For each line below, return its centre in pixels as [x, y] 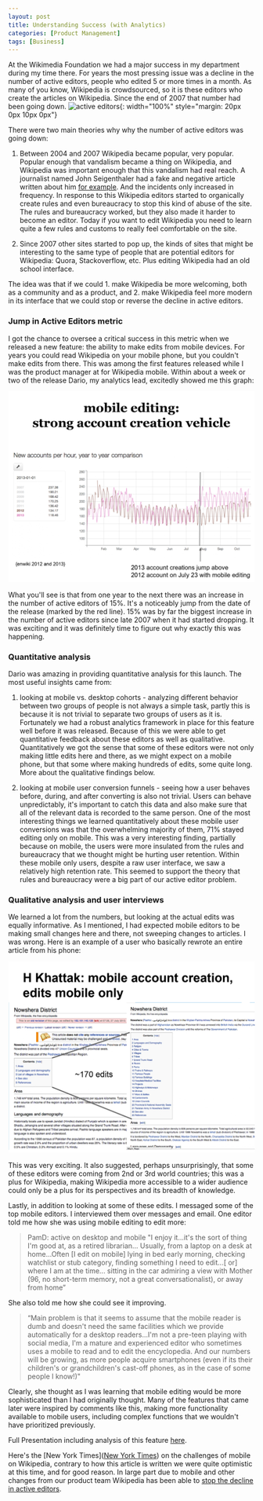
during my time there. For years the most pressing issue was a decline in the [131, 73]
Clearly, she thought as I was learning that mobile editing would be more [125, 1391]
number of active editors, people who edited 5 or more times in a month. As [130, 82]
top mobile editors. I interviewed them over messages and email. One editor [130, 1214]
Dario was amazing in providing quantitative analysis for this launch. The [125, 674]
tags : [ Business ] [36, 42]
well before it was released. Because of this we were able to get [122, 731]
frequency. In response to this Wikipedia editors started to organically [131, 196]
